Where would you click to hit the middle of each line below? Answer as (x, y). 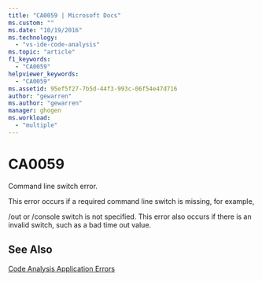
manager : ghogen (35, 111)
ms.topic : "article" (42, 52)
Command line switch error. (53, 186)
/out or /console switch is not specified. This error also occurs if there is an (130, 216)
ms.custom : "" (31, 23)
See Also (30, 250)
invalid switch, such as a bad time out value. (80, 224)
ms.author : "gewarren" (45, 103)
